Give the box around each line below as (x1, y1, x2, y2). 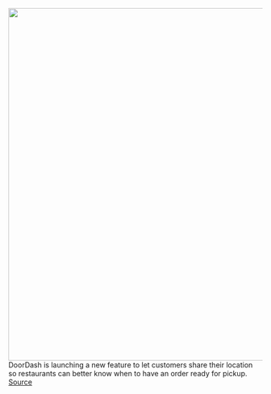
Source (8, 377, 32, 387)
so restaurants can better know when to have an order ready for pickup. (8, 369, 248, 378)
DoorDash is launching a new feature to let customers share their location (8, 360, 253, 370)
